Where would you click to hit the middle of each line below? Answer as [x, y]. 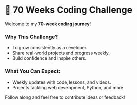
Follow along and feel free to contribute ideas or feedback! [65, 97]
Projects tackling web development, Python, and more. [68, 87]
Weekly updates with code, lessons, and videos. [62, 82]
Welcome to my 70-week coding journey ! [48, 24]
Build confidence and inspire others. [49, 58]
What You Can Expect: [33, 71]
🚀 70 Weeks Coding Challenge [69, 10]
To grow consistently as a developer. [50, 48]
